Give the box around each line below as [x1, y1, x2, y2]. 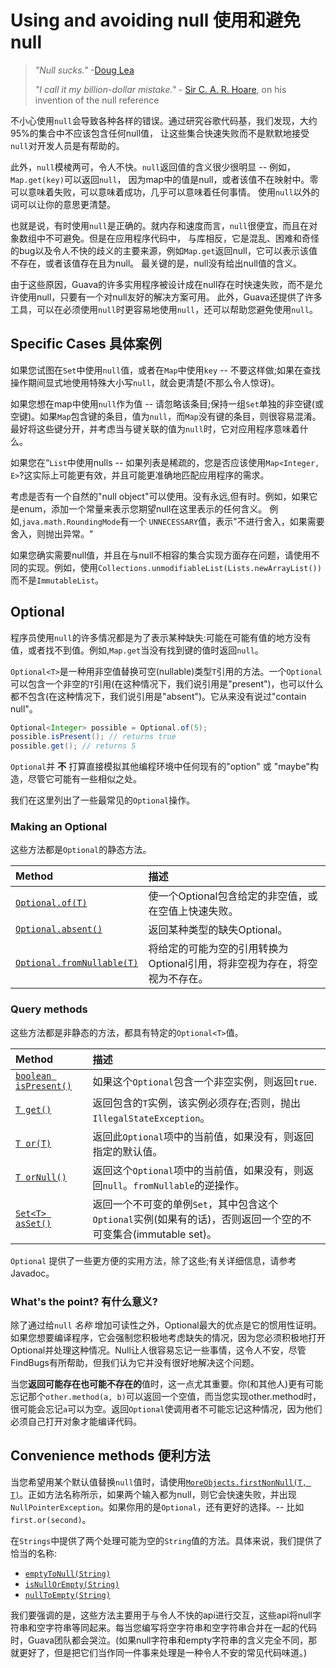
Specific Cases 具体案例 [10, 336, 162, 353]
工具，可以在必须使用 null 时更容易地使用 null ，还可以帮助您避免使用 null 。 [10, 303, 318, 315]
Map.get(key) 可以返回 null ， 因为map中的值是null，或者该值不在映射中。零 [10, 173, 319, 185]
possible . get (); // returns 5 [10, 741, 137, 751]
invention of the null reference [34, 94, 160, 106]
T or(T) [15, 1137, 52, 1149]
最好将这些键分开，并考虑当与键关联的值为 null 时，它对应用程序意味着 [10, 422, 300, 435]
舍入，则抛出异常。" [10, 527, 94, 540]
